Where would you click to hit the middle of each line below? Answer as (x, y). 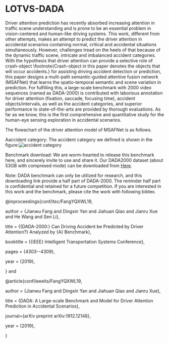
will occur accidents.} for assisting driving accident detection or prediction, (83, 71)
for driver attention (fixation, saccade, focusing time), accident (70, 98)
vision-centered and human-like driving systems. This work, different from (82, 33)
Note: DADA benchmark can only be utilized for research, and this (74, 175)
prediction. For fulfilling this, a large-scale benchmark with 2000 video (78, 87)
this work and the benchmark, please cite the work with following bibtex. (81, 191)
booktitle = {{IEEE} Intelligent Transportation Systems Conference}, (75, 242)
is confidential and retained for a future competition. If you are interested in (83, 186)
